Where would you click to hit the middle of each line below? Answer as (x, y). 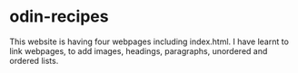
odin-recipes (59, 17)
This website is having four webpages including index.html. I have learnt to (149, 41)
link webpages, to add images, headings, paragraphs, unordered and (139, 50)
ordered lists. (34, 60)
